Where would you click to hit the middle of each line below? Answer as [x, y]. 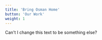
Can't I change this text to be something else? [51, 33]
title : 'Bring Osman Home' [32, 10]
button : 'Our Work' [25, 14]
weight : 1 [15, 19]
